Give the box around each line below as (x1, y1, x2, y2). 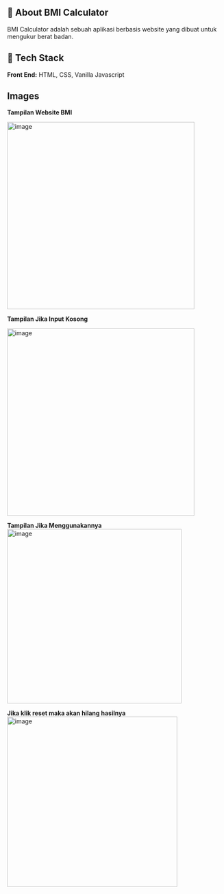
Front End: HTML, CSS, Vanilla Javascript (7, 70, 125, 79)
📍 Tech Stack (7, 52, 64, 64)
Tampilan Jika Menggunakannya (7, 522, 102, 530)
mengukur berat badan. (7, 32, 74, 40)
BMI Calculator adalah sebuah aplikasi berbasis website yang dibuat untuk (7, 25, 217, 33)
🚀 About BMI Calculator (7, 7, 109, 19)
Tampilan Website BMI (7, 108, 73, 117)
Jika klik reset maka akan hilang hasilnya (7, 709, 126, 717)
